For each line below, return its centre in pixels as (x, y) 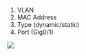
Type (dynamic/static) (48, 25)
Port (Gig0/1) (35, 32)
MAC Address (37, 17)
